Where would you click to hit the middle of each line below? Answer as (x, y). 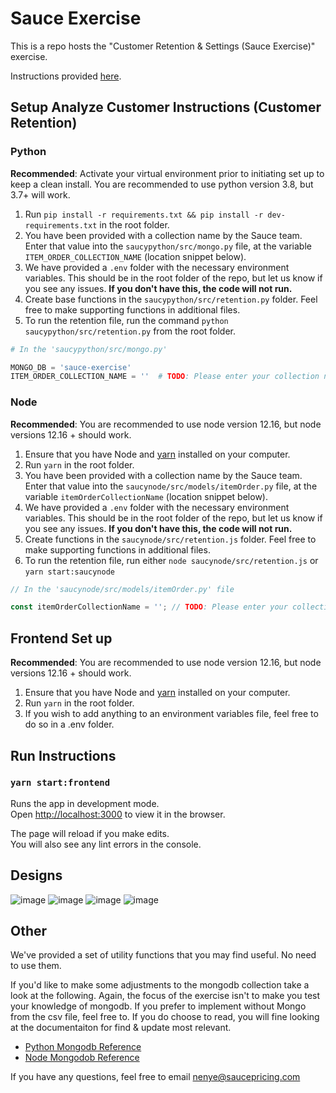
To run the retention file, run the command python (126, 320)
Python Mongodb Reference (83, 1047)
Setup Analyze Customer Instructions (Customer (166, 107)
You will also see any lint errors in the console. (106, 844)
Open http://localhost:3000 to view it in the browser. (118, 814)
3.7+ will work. (40, 194)
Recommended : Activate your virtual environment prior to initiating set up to (167, 173)
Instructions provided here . (66, 76)
